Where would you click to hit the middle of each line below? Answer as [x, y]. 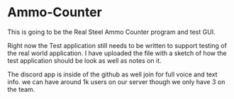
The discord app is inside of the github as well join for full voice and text [112, 74]
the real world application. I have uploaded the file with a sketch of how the [117, 53]
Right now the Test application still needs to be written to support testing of [117, 45]
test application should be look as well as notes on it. [84, 60]
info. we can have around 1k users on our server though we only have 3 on [116, 81]
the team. [21, 89]
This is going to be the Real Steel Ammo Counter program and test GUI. [111, 32]
